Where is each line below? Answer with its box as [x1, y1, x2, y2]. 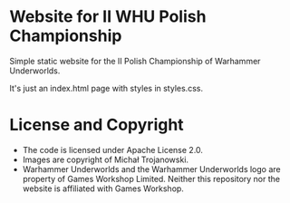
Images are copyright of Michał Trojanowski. [22, 154, 188, 165]
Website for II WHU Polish [9, 6, 207, 27]
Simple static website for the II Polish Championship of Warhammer [9, 55, 261, 66]
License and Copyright [9, 115, 184, 135]
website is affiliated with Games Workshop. [22, 183, 184, 194]
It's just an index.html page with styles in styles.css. [9, 82, 204, 93]
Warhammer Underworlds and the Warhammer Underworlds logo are [22, 163, 281, 174]
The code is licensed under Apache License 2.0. [22, 144, 204, 155]
